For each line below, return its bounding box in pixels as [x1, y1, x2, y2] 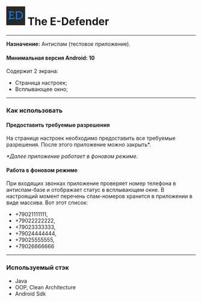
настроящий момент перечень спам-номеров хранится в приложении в [6, 193, 193, 200]
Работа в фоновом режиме [6, 166, 78, 174]
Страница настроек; [14, 79, 67, 87]
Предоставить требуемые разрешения [6, 121, 110, 128]
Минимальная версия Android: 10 [6, 54, 95, 61]
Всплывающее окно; [14, 86, 68, 93]
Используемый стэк [6, 263, 69, 272]
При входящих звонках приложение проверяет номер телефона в [6, 180, 176, 187]
